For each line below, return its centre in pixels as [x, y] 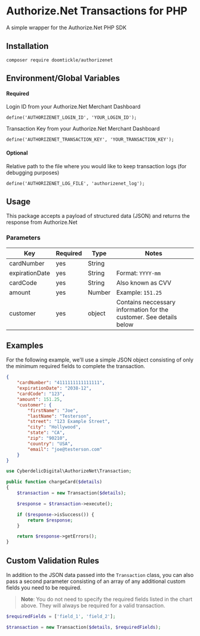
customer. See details [147, 317]
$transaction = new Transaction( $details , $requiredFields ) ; [84, 627]
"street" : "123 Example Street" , [69, 422]
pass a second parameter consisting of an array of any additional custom [96, 581]
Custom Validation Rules [53, 561]
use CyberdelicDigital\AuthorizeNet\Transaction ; [69, 471]
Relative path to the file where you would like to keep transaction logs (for [96, 166]
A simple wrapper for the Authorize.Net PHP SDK [66, 27]
